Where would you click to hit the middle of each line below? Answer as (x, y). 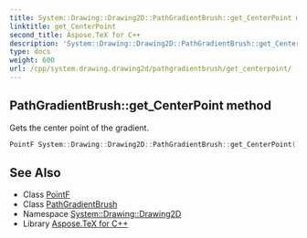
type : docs (30, 52)
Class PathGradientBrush (70, 204)
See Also (35, 173)
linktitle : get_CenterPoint (63, 26)
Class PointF (46, 195)
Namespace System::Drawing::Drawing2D (102, 214)
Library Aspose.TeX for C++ (75, 223)
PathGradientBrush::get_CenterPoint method (141, 106)
